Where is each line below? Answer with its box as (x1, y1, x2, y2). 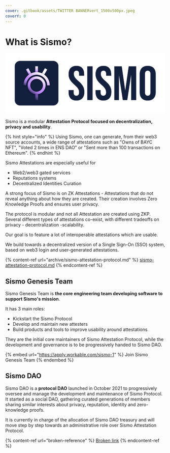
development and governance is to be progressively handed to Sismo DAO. (5, 342, 162, 348)
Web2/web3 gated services (12, 169, 71, 176)
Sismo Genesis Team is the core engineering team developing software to (5, 290, 163, 296)
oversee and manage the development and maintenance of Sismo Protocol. (5, 390, 163, 397)
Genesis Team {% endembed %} (5, 357, 74, 363)
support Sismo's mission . (5, 296, 60, 302)
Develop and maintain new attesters (12, 321, 88, 327)
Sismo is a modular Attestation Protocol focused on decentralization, (5, 119, 153, 125)
